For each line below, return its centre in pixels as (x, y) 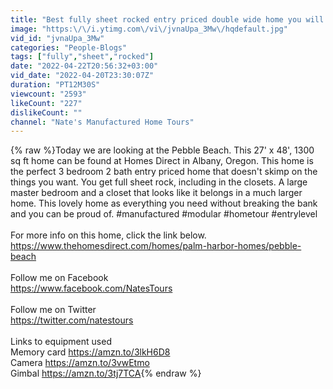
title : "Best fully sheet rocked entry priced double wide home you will (167, 19)
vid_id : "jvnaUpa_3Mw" (57, 38)
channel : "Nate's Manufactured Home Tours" (102, 122)
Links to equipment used (61, 342)
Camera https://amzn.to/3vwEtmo (80, 363)
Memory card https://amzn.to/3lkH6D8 (90, 352)
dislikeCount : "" (46, 112)
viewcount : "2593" (48, 94)
